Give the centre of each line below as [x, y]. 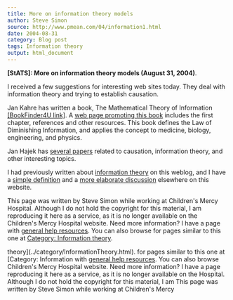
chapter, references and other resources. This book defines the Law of [109, 122]
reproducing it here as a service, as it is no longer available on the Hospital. [116, 274]
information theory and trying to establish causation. [83, 94]
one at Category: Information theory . [60, 238]
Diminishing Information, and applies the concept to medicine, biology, [109, 130]
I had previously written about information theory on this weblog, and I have [116, 172]
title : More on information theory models [70, 14]
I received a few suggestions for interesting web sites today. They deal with [116, 86]
